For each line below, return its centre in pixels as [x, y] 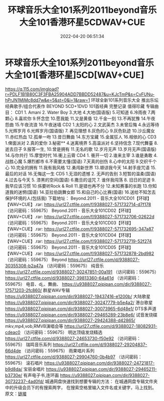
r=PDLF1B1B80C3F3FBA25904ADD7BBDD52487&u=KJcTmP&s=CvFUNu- [80, 94]
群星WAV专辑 [56, 290]
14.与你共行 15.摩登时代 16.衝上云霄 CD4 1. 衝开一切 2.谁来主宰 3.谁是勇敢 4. [82, 155]
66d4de [13, 350]
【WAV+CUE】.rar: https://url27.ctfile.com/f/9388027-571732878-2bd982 [80, 253]
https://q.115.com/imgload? [32, 89]
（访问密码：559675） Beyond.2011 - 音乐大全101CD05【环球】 [69, 247]
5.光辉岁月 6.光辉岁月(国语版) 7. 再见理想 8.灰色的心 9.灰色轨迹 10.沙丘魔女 [80, 131]
